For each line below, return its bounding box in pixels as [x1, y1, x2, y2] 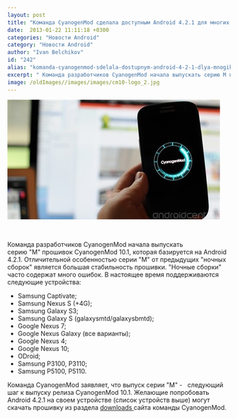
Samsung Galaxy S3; [17, 306, 79, 315]
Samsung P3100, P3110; [17, 359, 87, 368]
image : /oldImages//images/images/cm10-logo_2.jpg [7, 79, 160, 86]
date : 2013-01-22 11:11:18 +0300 [7, 26, 110, 33]
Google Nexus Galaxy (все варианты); [17, 329, 131, 337]
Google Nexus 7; [17, 321, 67, 330]
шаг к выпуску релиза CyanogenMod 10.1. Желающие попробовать [7, 388, 210, 396]
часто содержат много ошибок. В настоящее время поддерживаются [7, 270, 220, 279]
